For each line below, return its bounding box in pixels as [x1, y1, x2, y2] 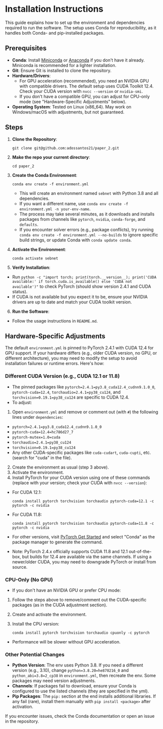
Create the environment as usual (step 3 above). [12, 464, 109, 470]
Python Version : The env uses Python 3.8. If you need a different [12, 662, 144, 668]
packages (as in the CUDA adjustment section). [12, 602, 108, 608]
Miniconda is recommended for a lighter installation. [12, 62, 117, 68]
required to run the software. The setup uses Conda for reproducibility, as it [5, 24, 157, 30]
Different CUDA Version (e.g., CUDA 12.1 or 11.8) [5, 373, 120, 380]
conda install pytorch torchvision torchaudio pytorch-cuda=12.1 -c [12, 498, 154, 504]
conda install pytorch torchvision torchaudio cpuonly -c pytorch [12, 630, 150, 635]
